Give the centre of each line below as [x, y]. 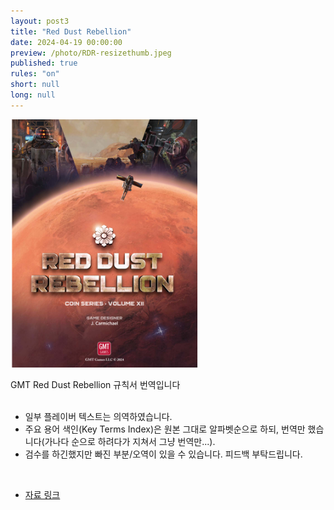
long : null [33, 95]
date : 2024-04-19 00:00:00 [66, 42]
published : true [44, 63]
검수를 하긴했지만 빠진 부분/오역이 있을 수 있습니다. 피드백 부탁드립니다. [163, 454]
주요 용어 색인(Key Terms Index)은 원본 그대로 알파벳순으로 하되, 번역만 [165, 429]
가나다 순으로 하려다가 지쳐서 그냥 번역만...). [130, 442]
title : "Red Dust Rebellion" [71, 31]
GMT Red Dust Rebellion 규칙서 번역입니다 [95, 385]
